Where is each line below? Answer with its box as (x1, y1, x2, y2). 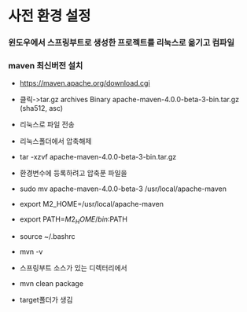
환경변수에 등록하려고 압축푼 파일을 (19, 168, 127, 178)
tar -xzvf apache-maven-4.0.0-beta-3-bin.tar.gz (19, 152, 177, 162)
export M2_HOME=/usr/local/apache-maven (19, 200, 164, 209)
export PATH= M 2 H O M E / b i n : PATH (19, 215, 128, 226)
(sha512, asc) (19, 104, 64, 113)
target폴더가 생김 (19, 295, 73, 305)
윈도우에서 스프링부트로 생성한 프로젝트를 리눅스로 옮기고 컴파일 (8, 37, 234, 48)
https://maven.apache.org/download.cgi (19, 79, 151, 88)
